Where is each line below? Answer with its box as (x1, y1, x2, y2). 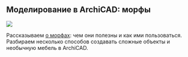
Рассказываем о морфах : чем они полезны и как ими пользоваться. (6, 31, 182, 39)
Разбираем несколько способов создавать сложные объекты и (6, 38, 170, 45)
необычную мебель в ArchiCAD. (6, 44, 88, 51)
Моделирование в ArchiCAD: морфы (6, 5, 151, 15)
